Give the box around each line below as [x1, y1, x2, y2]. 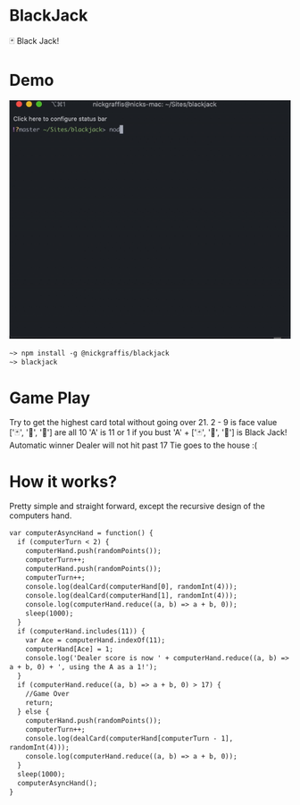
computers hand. [9, 510, 72, 521]
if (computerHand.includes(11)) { [17, 627, 146, 636]
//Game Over [25, 690, 70, 699]
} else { [17, 708, 50, 717]
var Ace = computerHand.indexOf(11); [25, 636, 166, 645]
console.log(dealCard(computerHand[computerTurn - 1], [25, 734, 234, 743]
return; [25, 699, 54, 708]
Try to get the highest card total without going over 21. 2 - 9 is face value [9, 417, 278, 428]
